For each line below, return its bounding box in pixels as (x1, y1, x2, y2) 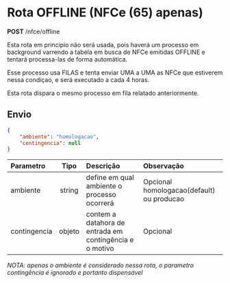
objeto (59, 227, 80, 237)
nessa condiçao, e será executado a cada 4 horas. (7, 75, 150, 83)
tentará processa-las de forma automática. (7, 55, 128, 63)
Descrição (86, 161, 120, 171)
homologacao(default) (143, 186, 216, 196)
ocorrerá (86, 198, 114, 208)
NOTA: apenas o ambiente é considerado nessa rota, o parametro (7, 261, 194, 269)
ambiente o (86, 181, 123, 191)
